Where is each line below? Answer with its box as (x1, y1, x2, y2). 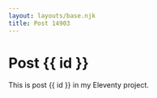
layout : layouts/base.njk (8, 11, 95, 20)
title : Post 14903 (8, 19, 70, 27)
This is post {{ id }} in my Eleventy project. (8, 80, 150, 90)
